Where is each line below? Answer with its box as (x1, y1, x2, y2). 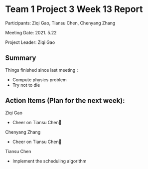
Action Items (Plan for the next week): (5, 96, 126, 105)
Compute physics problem (12, 76, 67, 83)
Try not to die (12, 82, 40, 88)
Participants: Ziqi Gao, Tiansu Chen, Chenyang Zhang (5, 20, 116, 26)
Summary (5, 54, 36, 62)
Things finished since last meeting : (5, 67, 78, 73)
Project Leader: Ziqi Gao (5, 39, 55, 45)
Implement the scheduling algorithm (12, 158, 87, 164)
